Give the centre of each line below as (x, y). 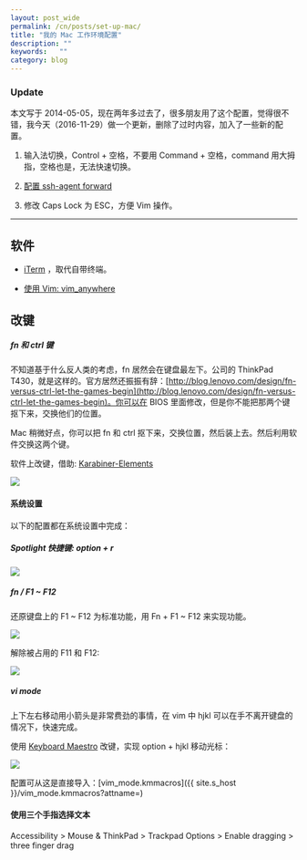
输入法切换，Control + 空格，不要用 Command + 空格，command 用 (151, 155)
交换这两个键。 (46, 444)
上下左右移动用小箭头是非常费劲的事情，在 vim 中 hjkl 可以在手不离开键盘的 (152, 715)
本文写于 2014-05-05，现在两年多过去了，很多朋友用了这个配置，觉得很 (146, 113)
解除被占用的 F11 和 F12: (55, 652)
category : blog (39, 60)
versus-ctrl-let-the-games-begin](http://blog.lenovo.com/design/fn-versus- (153, 391)
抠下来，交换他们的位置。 (58, 414)
